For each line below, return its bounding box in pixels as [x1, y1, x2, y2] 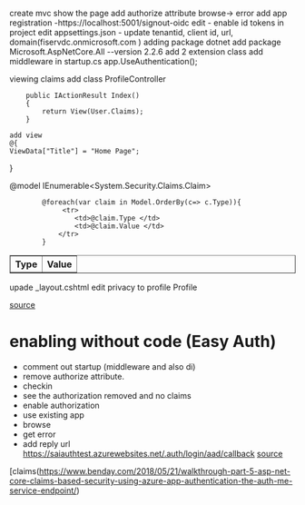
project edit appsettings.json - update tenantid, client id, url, [9, 27, 234, 37]
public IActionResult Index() [25, 91, 141, 100]
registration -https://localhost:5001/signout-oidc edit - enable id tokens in [9, 17, 284, 28]
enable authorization [22, 400, 100, 411]
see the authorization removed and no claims [22, 390, 192, 401]
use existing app [22, 409, 84, 421]
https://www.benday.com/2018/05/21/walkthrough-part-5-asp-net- [39, 465, 290, 476]
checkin [22, 381, 53, 391]
